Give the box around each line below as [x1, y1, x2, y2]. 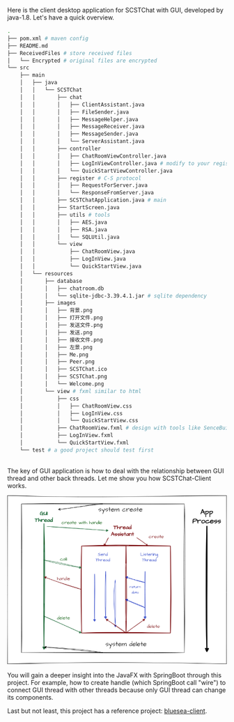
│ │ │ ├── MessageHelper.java [19, 116, 139, 123]
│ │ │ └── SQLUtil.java [19, 233, 120, 240]
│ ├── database [19, 277, 82, 284]
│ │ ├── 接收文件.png [19, 336, 103, 344]
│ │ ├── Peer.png [19, 358, 95, 365]
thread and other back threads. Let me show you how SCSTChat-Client [7, 474, 212, 482]
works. [7, 481, 27, 490]
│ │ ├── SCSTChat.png [19, 373, 108, 381]
